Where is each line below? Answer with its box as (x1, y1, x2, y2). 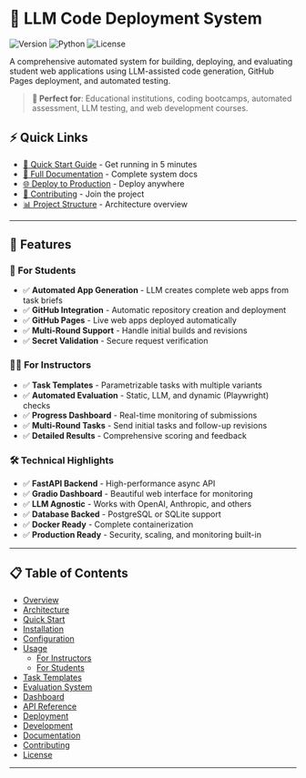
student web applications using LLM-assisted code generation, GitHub (9, 66, 275, 76)
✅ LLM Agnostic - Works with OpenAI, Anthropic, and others (22, 499, 252, 510)
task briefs (22, 295, 64, 306)
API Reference (22, 701, 77, 712)
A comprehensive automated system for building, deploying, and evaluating (9, 56, 293, 66)
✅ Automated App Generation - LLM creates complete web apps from (22, 285, 290, 296)
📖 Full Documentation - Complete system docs (22, 168, 199, 179)
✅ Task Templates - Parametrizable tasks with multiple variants (22, 379, 262, 390)
